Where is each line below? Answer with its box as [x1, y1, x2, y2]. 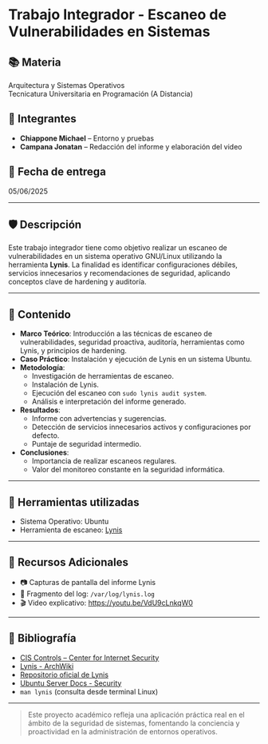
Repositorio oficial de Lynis [19, 670, 109, 679]
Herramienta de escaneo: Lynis [19, 525, 123, 535]
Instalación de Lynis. [31, 380, 100, 389]
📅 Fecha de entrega [8, 165, 106, 179]
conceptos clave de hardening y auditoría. [8, 277, 147, 287]
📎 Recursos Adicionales [8, 555, 129, 569]
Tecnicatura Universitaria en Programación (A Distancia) [8, 90, 193, 98]
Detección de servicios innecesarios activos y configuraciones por [31, 422, 251, 432]
